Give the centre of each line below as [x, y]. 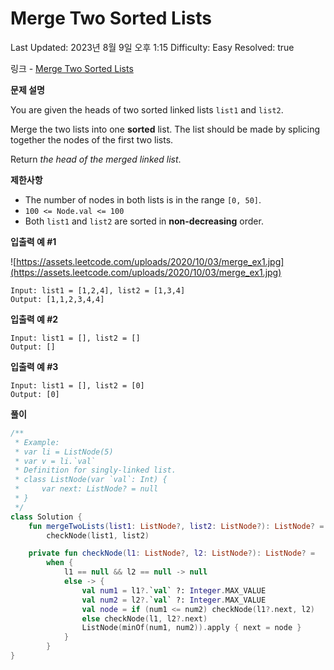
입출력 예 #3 [34, 366]
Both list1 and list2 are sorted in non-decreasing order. [144, 221]
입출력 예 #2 [34, 319]
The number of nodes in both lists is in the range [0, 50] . [143, 199]
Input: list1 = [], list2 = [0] [77, 385]
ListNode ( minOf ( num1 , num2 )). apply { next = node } [191, 628]
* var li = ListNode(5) [64, 452]
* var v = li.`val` [55, 461]
